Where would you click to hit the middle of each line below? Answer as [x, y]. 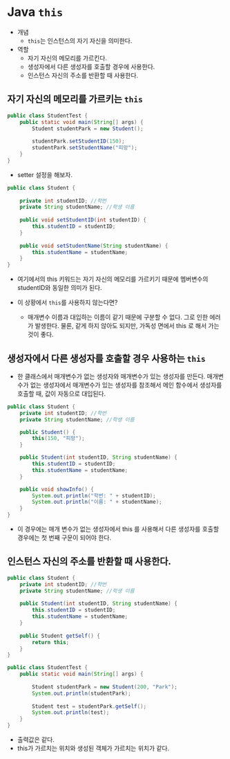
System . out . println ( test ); [71, 713]
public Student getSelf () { [60, 636]
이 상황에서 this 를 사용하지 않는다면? [67, 302]
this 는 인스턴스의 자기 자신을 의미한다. [80, 40]
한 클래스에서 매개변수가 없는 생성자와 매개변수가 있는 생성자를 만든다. [111, 376]
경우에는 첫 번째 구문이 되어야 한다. [64, 538]
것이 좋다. [40, 335]
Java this [35, 12]
